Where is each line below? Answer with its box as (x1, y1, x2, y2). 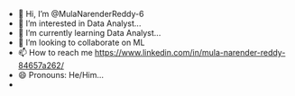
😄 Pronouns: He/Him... (17, 70, 105, 80)
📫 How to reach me (17, 48, 93, 57)
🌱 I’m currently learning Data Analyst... (17, 28, 161, 38)
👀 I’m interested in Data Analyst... (17, 18, 142, 29)
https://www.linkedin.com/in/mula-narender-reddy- (94, 48, 286, 57)
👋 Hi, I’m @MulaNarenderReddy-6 (17, 9, 144, 19)
